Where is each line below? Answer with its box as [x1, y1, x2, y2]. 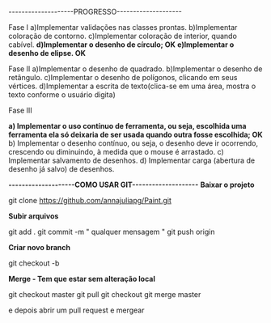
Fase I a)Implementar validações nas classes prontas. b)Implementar [8, 23, 238, 32]
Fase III [8, 105, 32, 115]
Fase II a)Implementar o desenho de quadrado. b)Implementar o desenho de [8, 64, 263, 74]
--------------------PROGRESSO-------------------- [8, 7, 182, 16]
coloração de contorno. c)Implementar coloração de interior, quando [8, 32, 237, 40]
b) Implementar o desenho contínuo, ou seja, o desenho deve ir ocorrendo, [8, 138, 259, 148]
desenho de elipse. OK [8, 49, 87, 57]
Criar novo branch [8, 243, 71, 252]
